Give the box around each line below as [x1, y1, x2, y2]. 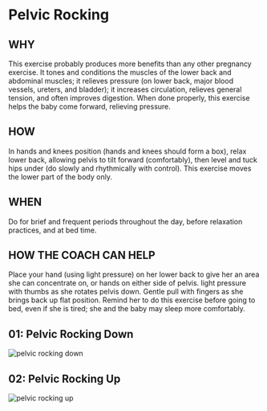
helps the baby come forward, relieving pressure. [8, 102, 171, 111]
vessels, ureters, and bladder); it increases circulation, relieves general [8, 84, 242, 94]
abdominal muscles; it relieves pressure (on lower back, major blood [8, 76, 234, 85]
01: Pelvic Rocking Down [8, 327, 134, 341]
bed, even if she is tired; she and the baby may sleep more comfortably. [8, 304, 246, 314]
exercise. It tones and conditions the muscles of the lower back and [8, 68, 232, 77]
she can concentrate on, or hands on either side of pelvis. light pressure [8, 278, 247, 288]
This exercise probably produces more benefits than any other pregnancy [8, 59, 252, 68]
